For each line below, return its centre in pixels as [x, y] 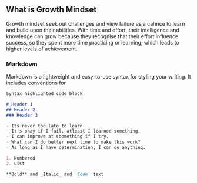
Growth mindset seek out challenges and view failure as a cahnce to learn [96, 23]
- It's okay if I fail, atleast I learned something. [74, 131]
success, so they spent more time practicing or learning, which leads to [93, 42]
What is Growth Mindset [51, 10]
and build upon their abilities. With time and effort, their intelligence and [93, 30]
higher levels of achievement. [42, 49]
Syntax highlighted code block [44, 94]
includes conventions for [36, 83]
